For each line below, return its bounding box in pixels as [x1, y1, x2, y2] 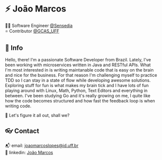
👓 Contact [5, 127, 40, 135]
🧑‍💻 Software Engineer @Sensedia [5, 22, 73, 29]
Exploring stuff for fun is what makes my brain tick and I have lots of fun [5, 82, 149, 88]
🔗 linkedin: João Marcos [5, 149, 53, 155]
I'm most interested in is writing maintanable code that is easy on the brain [5, 67, 154, 73]
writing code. [5, 103, 32, 109]
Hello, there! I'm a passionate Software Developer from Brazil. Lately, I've [5, 57, 151, 62]
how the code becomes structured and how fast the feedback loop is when [5, 98, 155, 103]
